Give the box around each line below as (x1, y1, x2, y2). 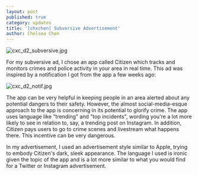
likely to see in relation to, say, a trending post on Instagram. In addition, (6, 119, 182, 126)
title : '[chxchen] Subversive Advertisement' (6, 25, 120, 31)
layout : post (6, 8, 39, 15)
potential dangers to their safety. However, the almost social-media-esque (6, 100, 188, 107)
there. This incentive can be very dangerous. (6, 132, 116, 139)
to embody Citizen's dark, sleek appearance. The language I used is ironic (6, 149, 188, 157)
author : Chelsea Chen (6, 31, 60, 37)
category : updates (6, 20, 52, 26)
